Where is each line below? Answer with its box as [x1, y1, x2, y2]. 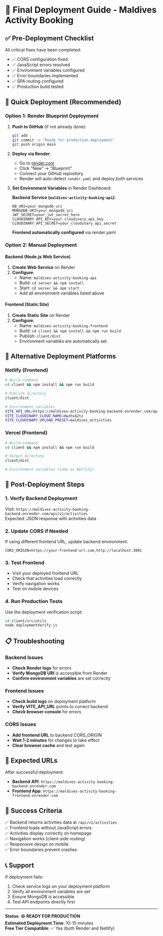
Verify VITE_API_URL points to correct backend [12, 704, 108, 710]
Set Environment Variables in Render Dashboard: [12, 185, 112, 191]
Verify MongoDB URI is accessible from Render [12, 670, 108, 676]
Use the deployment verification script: [5, 609, 83, 615]
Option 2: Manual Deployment [5, 242, 77, 248]
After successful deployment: [5, 769, 64, 775]
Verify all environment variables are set [12, 889, 91, 895]
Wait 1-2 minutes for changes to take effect [12, 737, 100, 743]
